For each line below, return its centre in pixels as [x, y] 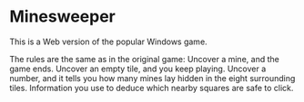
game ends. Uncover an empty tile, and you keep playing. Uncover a [138, 69]
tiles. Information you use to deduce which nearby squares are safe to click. [152, 88]
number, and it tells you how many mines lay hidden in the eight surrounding [152, 78]
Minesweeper [62, 17]
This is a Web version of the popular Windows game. [108, 42]
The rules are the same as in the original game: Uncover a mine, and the [144, 59]
